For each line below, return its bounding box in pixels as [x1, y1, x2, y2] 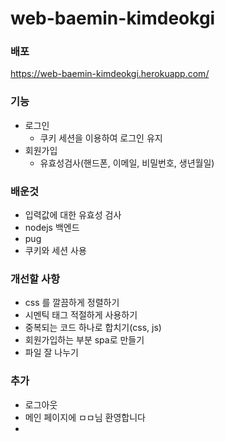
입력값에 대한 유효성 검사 [24, 209, 122, 221]
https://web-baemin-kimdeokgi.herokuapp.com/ [10, 68, 210, 80]
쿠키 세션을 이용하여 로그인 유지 [39, 132, 163, 144]
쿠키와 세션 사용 [24, 245, 87, 257]
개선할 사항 [10, 272, 61, 286]
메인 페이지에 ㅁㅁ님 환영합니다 [24, 411, 146, 423]
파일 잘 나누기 [24, 347, 79, 359]
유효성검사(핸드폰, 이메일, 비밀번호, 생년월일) [39, 157, 215, 169]
